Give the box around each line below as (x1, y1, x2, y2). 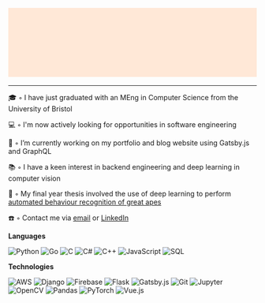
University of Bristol (8, 103, 73, 114)
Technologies (8, 261, 54, 271)
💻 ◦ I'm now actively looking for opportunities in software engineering (8, 119, 237, 129)
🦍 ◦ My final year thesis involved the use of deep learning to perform (8, 189, 231, 198)
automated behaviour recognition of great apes (8, 197, 162, 207)
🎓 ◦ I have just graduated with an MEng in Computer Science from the (8, 92, 239, 102)
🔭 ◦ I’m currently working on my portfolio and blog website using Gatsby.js (8, 138, 250, 148)
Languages (8, 231, 46, 241)
